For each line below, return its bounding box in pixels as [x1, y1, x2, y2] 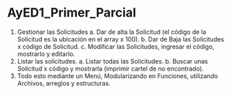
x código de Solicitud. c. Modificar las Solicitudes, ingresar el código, [17, 42, 214, 50]
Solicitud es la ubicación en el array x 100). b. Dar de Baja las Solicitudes [17, 35, 225, 43]
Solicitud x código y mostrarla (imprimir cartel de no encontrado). [17, 64, 204, 73]
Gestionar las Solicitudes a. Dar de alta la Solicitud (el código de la [17, 28, 206, 36]
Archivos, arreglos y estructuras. [17, 79, 111, 87]
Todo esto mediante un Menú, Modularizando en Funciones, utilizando [17, 71, 219, 80]
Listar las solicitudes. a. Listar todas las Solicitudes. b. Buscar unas [17, 57, 208, 65]
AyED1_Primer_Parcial [7, 5, 136, 21]
